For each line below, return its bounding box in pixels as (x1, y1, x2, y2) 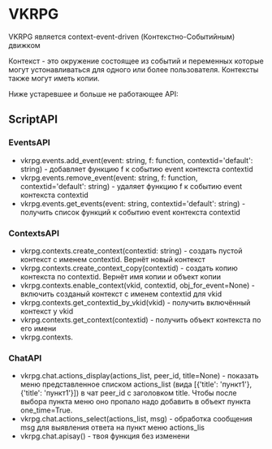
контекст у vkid (19, 306, 74, 316)
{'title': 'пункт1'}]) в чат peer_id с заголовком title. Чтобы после (19, 388, 237, 398)
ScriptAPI (8, 113, 58, 127)
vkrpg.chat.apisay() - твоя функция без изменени (19, 431, 190, 441)
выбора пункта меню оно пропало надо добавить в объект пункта (19, 397, 252, 407)
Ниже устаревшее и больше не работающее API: (8, 89, 179, 98)
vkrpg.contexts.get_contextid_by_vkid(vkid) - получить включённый (19, 297, 251, 307)
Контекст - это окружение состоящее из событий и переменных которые (8, 56, 264, 66)
